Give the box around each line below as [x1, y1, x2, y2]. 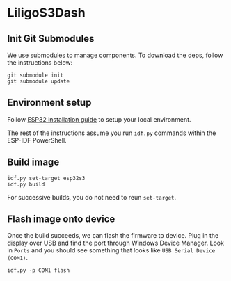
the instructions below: [7, 58, 73, 67]
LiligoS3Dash [7, 5, 86, 21]
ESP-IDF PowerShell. [7, 136, 67, 144]
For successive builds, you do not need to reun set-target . [7, 193, 177, 201]
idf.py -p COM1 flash [7, 267, 70, 274]
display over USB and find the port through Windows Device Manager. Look [7, 239, 225, 248]
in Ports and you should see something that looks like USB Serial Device [7, 246, 216, 255]
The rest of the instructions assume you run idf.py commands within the [7, 129, 216, 137]
